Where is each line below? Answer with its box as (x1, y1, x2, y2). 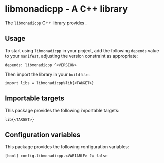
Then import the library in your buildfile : (5, 71, 90, 77)
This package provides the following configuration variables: (5, 144, 129, 150)
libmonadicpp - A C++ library (5, 3, 128, 15)
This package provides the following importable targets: (5, 107, 120, 113)
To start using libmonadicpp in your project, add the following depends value (5, 47, 159, 53)
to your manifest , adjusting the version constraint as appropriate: (5, 53, 138, 59)
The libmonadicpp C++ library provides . (5, 20, 87, 26)
